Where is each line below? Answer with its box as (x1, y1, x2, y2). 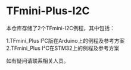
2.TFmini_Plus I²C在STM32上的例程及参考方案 (6, 44, 120, 52)
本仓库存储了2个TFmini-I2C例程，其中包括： (6, 24, 115, 31)
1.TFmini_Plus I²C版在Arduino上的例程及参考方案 (6, 37, 125, 44)
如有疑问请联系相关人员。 (6, 57, 69, 64)
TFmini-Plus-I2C (6, 4, 90, 18)
